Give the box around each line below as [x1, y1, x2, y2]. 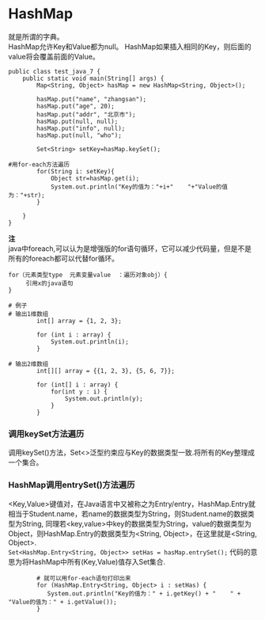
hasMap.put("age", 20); [36, 102, 115, 110]
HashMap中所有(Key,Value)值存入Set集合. [28, 557, 166, 566]
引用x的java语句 [25, 279, 74, 287]
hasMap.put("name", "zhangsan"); [36, 95, 147, 103]
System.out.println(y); [64, 394, 144, 402]
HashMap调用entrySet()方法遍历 [8, 480, 135, 491]
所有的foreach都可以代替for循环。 [8, 253, 119, 263]
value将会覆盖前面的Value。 [8, 51, 100, 61]
